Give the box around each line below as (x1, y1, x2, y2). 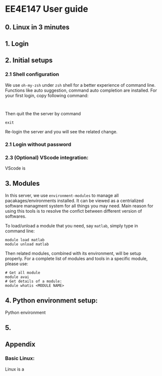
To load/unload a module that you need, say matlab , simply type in (5, 223, 138, 228)
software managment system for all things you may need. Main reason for (5, 202, 154, 209)
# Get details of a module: (5, 278, 62, 284)
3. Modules (5, 179, 40, 188)
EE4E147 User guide (5, 3, 88, 15)
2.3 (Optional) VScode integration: (5, 154, 89, 161)
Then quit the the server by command (5, 110, 81, 116)
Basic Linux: (5, 355, 35, 362)
